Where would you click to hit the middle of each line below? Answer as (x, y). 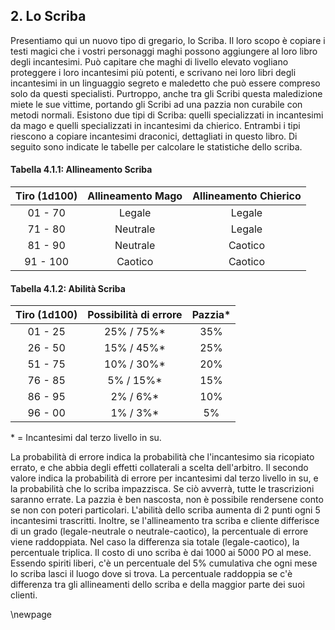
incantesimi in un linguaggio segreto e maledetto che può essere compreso (165, 83)
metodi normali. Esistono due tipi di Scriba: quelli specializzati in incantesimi (167, 115)
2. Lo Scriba (48, 16)
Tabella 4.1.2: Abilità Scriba (68, 288)
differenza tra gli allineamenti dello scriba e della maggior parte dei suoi (157, 585)
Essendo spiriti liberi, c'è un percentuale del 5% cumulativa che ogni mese (164, 563)
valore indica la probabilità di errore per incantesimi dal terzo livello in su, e (164, 478)
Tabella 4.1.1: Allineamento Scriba (81, 170)
